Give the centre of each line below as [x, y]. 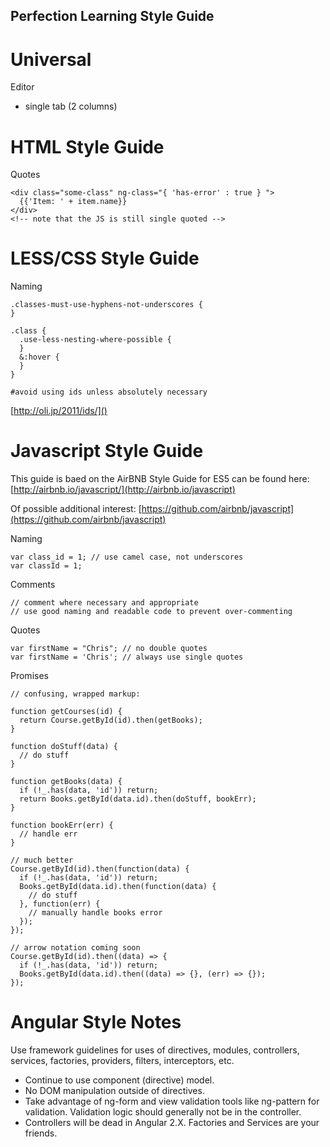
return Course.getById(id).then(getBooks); [111, 720]
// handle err [48, 834]
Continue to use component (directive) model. [119, 1080]
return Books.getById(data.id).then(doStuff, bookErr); [138, 799]
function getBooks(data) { [66, 782]
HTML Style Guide [87, 146]
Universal [51, 59]
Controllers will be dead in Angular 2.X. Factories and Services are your [172, 1123]
